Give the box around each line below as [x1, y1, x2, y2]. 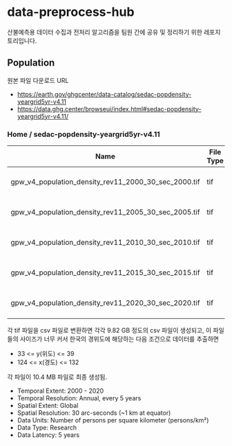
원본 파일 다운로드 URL [7, 76, 69, 84]
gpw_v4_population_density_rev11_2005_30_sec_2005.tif [10, 207, 200, 217]
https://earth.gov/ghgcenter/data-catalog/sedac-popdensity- [17, 90, 192, 98]
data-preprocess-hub [7, 4, 135, 20]
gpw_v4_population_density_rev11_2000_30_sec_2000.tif [10, 177, 200, 187]
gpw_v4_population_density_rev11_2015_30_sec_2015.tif [10, 268, 200, 277]
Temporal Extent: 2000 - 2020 [17, 387, 104, 395]
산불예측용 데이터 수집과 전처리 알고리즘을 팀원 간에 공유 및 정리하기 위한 [7, 28, 202, 36]
